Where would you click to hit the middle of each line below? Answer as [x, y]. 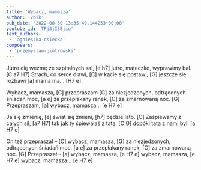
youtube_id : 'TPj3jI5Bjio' [40, 29]
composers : [20, 46]
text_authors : [24, 34]
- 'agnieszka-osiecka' [37, 40]
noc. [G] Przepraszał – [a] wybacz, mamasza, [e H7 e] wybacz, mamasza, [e [100, 154]
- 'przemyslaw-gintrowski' [43, 51]
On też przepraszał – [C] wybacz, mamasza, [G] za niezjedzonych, [88, 141]
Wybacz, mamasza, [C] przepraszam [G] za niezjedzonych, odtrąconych [96, 92]
